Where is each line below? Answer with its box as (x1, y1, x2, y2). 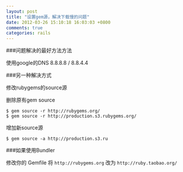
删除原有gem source (6, 97, 55, 104)
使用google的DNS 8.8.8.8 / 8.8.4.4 (6, 59, 89, 66)
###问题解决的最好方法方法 (6, 47, 72, 54)
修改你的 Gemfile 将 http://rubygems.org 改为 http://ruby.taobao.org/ (6, 159, 178, 166)
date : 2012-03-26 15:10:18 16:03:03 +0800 (6, 19, 111, 25)
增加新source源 (6, 124, 44, 131)
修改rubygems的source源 (6, 84, 68, 91)
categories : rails (6, 30, 51, 36)
